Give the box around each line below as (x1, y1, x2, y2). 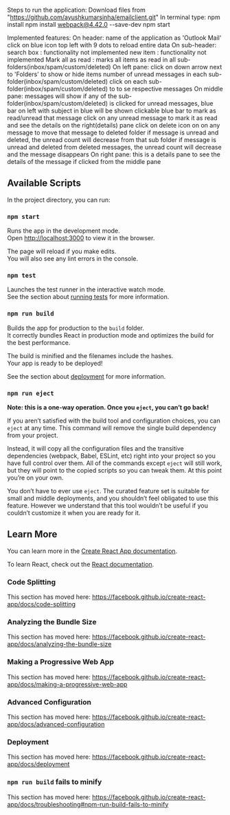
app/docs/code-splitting (7, 600, 76, 609)
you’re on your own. (7, 473, 64, 482)
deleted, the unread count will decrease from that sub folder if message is (7, 136, 216, 143)
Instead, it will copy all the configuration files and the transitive (7, 445, 184, 452)
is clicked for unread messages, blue (109, 99, 214, 107)
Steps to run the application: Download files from (7, 6, 146, 14)
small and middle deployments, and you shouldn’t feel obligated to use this (7, 494, 218, 502)
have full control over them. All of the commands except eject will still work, (7, 459, 222, 467)
